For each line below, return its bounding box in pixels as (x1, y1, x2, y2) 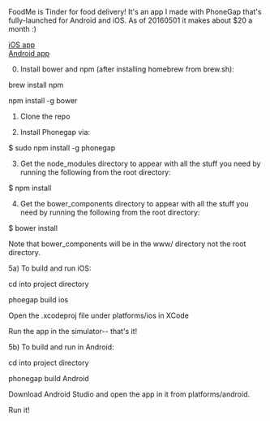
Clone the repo (19, 111, 71, 121)
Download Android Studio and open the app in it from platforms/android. (8, 389, 250, 399)
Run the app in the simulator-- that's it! (8, 327, 138, 336)
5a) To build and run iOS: (8, 263, 92, 273)
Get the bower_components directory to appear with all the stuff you (19, 199, 249, 208)
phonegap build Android (8, 374, 89, 383)
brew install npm (8, 80, 64, 89)
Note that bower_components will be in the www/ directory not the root (8, 239, 246, 249)
